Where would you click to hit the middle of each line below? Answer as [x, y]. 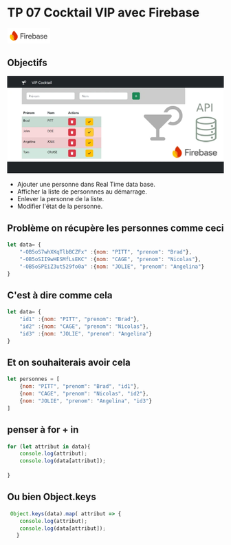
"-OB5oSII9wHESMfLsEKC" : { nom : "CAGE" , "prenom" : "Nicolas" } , [110, 259]
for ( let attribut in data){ [49, 446]
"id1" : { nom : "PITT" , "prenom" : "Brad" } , [79, 319]
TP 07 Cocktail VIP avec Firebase [103, 13]
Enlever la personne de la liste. [60, 199]
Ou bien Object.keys [52, 497]
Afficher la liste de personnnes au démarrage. [82, 192]
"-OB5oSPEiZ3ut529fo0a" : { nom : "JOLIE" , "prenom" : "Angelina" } [112, 267]
